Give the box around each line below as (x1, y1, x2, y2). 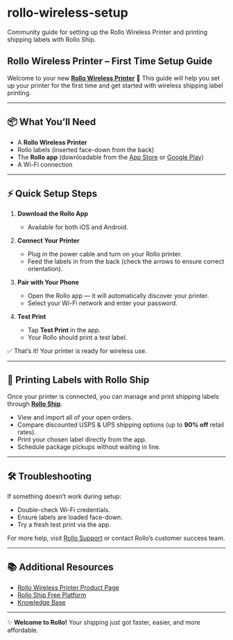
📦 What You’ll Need (7, 116, 96, 128)
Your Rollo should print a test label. (27, 334, 128, 342)
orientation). (27, 265, 63, 273)
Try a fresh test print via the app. (17, 520, 111, 529)
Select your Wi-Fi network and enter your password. (27, 299, 178, 307)
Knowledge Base (17, 598, 66, 606)
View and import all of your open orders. (17, 413, 133, 422)
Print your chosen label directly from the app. (17, 436, 147, 444)
